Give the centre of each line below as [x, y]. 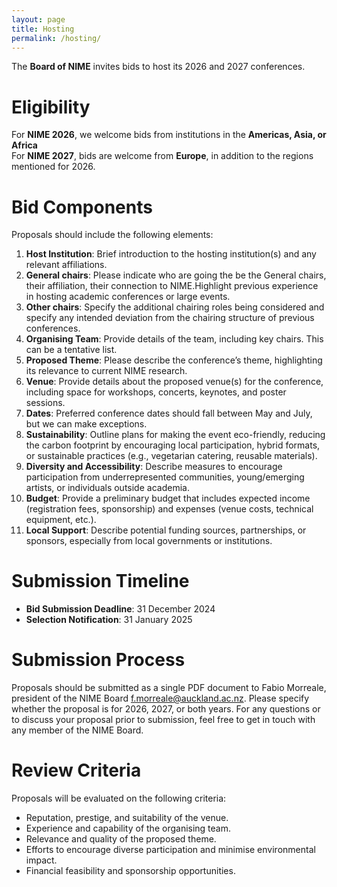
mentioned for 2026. [53, 167]
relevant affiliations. [66, 265]
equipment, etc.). [61, 520]
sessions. [45, 403]
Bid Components [82, 207]
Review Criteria [76, 770]
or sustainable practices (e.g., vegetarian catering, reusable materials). [171, 456]
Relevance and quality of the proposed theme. [121, 839]
